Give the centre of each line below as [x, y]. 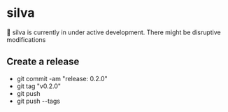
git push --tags [38, 101]
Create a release [43, 62]
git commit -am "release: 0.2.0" [62, 78]
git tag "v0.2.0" [38, 86]
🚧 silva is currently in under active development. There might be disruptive [114, 32]
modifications [26, 39]
